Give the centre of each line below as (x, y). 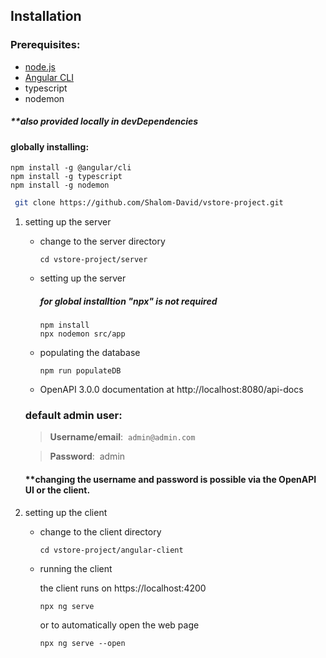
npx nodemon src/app (82, 334)
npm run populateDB (80, 371)
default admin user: (73, 416)
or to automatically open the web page (119, 625)
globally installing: (50, 146)
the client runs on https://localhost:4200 (123, 588)
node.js (40, 66)
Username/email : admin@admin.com (122, 437)
